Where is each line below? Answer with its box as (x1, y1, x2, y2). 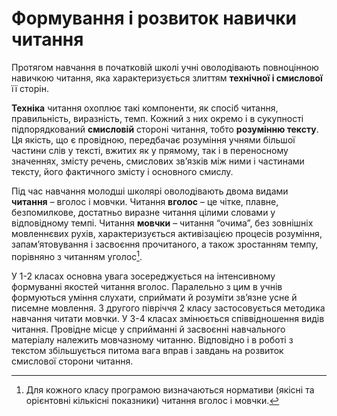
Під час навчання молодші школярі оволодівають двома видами (11, 185, 289, 197)
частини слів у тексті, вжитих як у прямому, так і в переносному (11, 144, 289, 156)
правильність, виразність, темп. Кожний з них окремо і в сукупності (11, 112, 304, 124)
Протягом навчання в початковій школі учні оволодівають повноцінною (11, 61, 319, 73)
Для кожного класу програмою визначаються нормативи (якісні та (25, 383, 315, 396)
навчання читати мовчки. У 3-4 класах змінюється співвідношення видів (11, 312, 325, 324)
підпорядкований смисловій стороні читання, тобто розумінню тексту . (11, 123, 319, 135)
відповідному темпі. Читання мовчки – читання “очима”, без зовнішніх (11, 217, 314, 229)
